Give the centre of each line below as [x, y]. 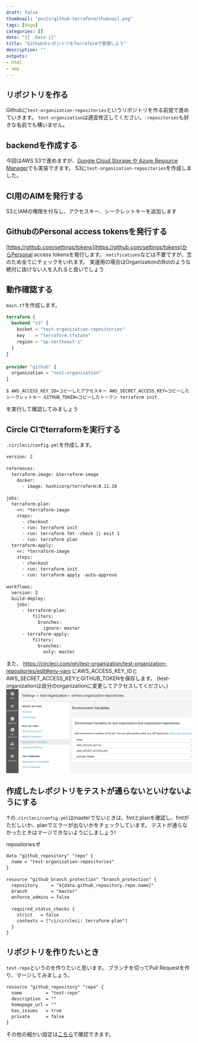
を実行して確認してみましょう [42, 409]
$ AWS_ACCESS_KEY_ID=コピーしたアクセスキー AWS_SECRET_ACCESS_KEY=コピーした [98, 391]
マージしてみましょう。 [44, 975]
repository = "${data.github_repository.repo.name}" [83, 885]
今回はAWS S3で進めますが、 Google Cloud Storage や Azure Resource [92, 161]
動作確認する [29, 290]
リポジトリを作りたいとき [52, 952]
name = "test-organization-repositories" [63, 861]
